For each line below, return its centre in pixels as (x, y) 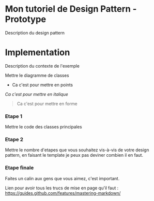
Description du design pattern (35, 33)
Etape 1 (14, 116)
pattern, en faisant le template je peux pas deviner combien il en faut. (74, 155)
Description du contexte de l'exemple (42, 66)
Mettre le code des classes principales (44, 127)
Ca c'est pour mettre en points (42, 85)
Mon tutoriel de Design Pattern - (71, 9)
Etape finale (19, 168)
